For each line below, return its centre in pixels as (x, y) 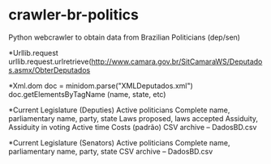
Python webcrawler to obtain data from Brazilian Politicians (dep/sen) (125, 37)
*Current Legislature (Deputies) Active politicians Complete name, (119, 110)
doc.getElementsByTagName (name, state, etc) (87, 94)
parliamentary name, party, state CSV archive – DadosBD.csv (111, 151)
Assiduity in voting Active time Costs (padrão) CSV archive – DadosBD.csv (133, 127)
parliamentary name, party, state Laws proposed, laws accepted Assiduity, (133, 118)
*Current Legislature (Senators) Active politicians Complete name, (119, 142)
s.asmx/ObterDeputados (49, 69)
